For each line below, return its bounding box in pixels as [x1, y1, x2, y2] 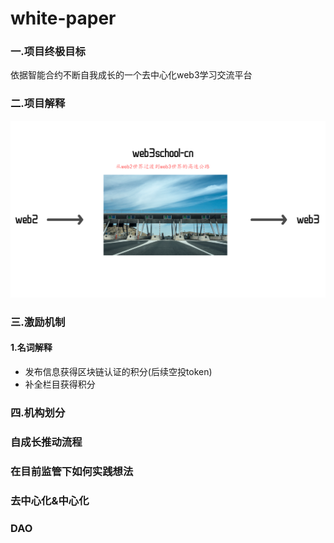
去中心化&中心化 [10, 493, 90, 507]
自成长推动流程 [10, 435, 83, 449]
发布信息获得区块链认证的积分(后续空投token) [24, 365, 213, 377]
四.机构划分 [10, 405, 66, 419]
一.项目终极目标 [10, 45, 86, 59]
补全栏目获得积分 [24, 378, 96, 390]
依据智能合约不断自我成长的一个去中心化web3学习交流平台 [10, 69, 253, 81]
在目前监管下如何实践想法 [10, 464, 134, 478]
